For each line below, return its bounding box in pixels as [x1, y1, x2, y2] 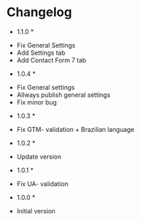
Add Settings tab [16, 48, 66, 57]
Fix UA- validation [16, 180, 69, 188]
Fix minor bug [16, 98, 57, 106]
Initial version [16, 206, 55, 215]
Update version [16, 152, 62, 161]
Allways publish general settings [16, 91, 111, 99]
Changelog [6, 4, 72, 20]
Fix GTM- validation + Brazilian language [16, 125, 135, 133]
